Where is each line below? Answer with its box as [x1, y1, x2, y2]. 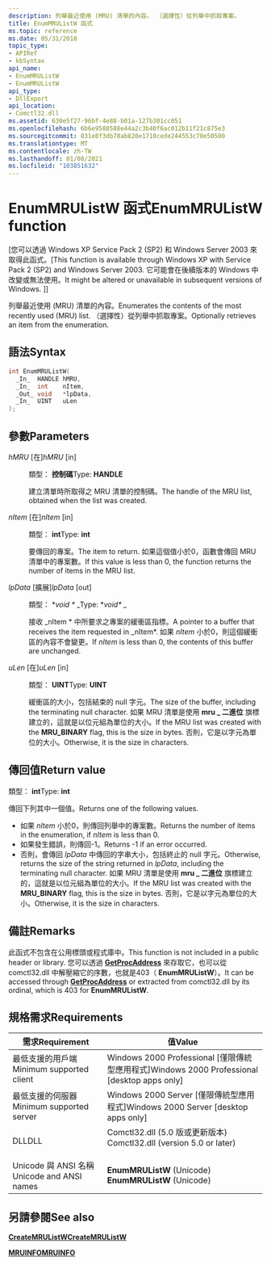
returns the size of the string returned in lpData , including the [19, 858, 224, 868]
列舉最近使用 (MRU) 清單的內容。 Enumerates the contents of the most [8, 300, 242, 311]
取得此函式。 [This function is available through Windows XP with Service [8, 255, 252, 265]
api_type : [8, 86, 42, 95]
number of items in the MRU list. [28, 565, 135, 575]
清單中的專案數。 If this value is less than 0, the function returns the [28, 557, 252, 566]
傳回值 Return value [8, 763, 106, 777]
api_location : [8, 102, 56, 110]
